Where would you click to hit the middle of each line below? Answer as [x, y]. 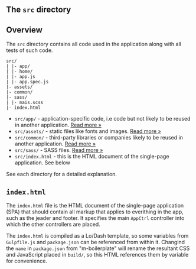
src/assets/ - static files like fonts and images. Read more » [88, 131]
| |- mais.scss [25, 103]
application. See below [43, 163]
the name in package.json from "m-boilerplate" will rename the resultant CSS [98, 248]
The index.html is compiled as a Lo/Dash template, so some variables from [97, 236]
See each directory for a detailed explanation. [61, 174]
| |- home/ [19, 72]
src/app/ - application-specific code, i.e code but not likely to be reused [102, 119]
